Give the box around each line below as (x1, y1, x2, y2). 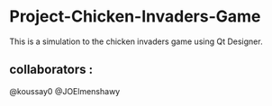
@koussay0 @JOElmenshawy (9, 85, 121, 96)
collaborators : (9, 62, 94, 77)
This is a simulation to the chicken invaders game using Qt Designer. (9, 36, 263, 47)
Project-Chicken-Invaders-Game (9, 6, 261, 27)
